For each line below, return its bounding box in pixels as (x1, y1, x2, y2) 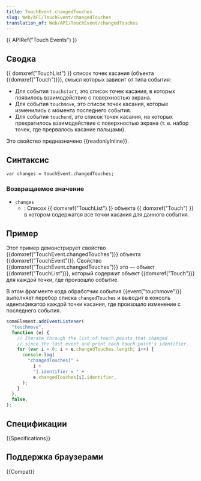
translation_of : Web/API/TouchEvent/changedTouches (6, 20, 138, 26)
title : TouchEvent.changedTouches (6, 8, 93, 15)
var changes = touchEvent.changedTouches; (6, 171, 114, 177)
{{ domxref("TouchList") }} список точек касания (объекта (6, 70, 154, 77)
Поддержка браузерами (6, 452, 104, 462)
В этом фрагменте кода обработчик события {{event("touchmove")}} (6, 288, 182, 295)
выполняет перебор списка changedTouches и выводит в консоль (6, 294, 171, 302)
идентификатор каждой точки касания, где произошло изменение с (6, 300, 181, 308)
